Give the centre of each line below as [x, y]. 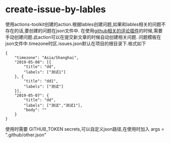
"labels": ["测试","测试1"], [53, 105]
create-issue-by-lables [56, 9]
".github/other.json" [26, 135]
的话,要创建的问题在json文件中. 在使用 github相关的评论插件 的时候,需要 [88, 30]
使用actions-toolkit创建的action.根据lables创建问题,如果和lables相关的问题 [83, 24]
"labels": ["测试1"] [45, 72]
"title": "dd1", [41, 81]
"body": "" [35, 110]
